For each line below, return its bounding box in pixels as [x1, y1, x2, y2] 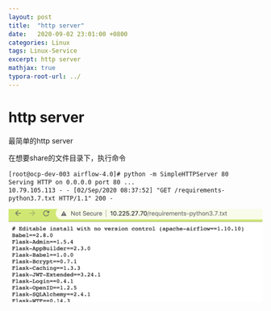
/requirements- [174, 186, 226, 194]
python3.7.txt [8, 194, 56, 202]
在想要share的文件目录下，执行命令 [8, 153, 127, 163]
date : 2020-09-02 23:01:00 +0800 [8, 30, 128, 38]
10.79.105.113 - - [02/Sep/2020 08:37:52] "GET [8, 186, 172, 194]
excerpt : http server [8, 56, 81, 64]
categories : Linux [8, 39, 70, 47]
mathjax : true [8, 64, 56, 73]
